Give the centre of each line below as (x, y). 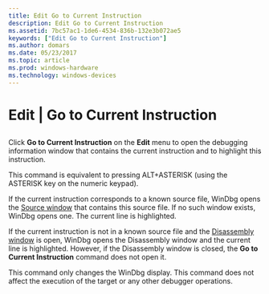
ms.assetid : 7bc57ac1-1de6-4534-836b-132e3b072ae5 (95, 30)
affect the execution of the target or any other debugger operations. (120, 281)
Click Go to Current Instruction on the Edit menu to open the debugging (128, 143)
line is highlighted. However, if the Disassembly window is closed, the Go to (133, 248)
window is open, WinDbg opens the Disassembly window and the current (130, 240)
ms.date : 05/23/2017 (43, 53)
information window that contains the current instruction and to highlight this (135, 151)
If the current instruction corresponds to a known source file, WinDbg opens (134, 199)
